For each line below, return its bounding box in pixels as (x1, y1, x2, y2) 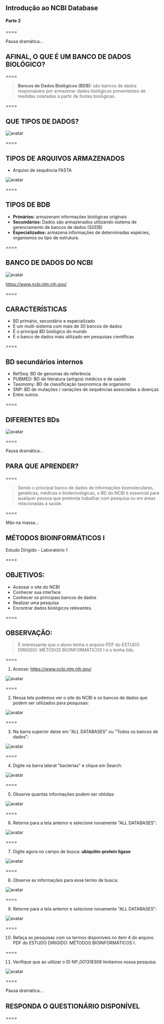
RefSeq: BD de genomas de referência (12, 371, 91, 377)
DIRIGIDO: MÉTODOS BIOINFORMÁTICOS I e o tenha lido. (17, 647, 135, 653)
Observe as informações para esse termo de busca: (12, 878, 119, 883)
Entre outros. (12, 392, 39, 398)
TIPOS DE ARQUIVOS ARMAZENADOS (5, 154, 125, 162)
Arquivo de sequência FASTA (12, 167, 72, 173)
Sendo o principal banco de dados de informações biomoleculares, (17, 484, 154, 490)
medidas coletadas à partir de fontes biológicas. (17, 93, 116, 99)
